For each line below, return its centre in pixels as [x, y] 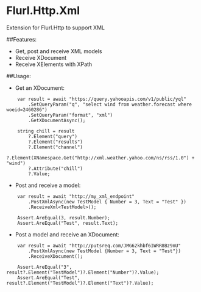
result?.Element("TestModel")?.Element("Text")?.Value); [80, 283]
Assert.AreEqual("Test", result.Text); [68, 223]
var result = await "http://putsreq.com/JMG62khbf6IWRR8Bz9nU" [99, 246]
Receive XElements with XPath [54, 64]
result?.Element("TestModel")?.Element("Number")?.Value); [83, 272]
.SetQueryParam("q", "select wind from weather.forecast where [110, 104]
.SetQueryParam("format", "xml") [71, 115]
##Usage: [19, 76]
